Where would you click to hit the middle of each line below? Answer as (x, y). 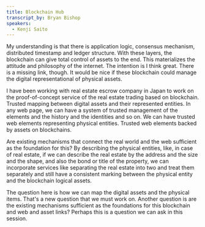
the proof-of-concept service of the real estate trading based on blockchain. (103, 97)
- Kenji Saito (30, 29)
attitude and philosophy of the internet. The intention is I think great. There (100, 66)
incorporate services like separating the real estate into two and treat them (100, 168)
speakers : (19, 23)
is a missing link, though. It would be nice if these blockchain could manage (102, 73)
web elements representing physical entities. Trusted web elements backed (102, 124)
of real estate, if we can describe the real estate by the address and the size (102, 155)
